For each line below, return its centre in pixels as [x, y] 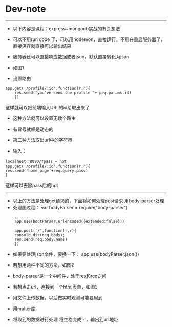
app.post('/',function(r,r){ [46, 230]
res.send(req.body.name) [41, 239]
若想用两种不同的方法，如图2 [43, 265]
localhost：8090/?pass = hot [36, 161]
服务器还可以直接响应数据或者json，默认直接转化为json [71, 56]
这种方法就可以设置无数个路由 [44, 118]
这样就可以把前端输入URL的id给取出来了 [48, 107]
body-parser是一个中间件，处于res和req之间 [60, 276]
